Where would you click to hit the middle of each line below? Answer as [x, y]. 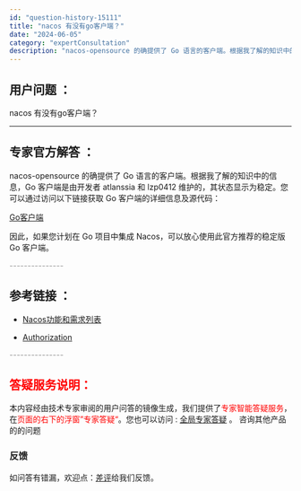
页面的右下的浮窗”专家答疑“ [68, 419]
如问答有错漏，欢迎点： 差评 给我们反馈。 [84, 478]
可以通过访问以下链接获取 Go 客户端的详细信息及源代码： [115, 197]
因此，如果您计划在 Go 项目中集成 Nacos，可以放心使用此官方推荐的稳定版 [147, 236]
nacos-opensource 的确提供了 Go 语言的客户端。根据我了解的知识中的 [139, 175]
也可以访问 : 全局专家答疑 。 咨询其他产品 [210, 419]
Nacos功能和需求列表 [61, 319]
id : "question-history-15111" [66, 18]
